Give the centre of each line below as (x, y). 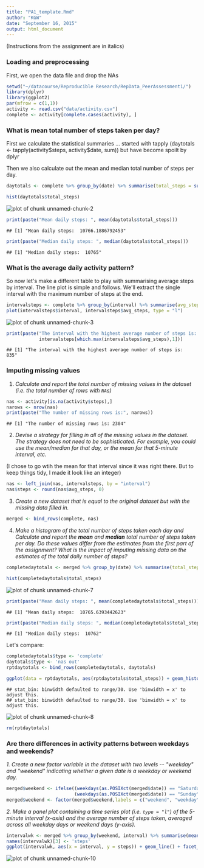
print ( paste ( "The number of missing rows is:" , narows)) (80, 413)
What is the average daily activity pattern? (70, 267)
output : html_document (35, 29)
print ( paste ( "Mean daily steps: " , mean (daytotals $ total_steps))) (92, 220)
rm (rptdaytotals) (28, 728)
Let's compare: (25, 645)
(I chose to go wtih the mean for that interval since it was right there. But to (100, 466)
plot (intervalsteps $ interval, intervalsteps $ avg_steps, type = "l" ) (95, 310)
